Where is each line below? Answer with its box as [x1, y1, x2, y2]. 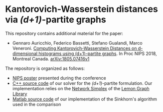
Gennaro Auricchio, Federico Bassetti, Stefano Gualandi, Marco [12, 40, 143, 46]
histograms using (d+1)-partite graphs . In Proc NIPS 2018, [38, 51, 157, 56]
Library [12, 91, 27, 97]
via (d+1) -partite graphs [5, 14, 106, 25]
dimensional [12, 51, 38, 56]
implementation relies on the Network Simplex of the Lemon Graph [12, 85, 150, 91]
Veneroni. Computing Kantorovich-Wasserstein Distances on [12, 45, 137, 51]
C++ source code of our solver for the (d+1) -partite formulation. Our [12, 80, 153, 86]
